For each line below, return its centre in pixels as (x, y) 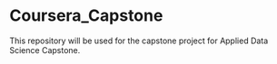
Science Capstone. (45, 50)
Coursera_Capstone (86, 16)
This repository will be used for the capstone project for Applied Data (139, 41)
